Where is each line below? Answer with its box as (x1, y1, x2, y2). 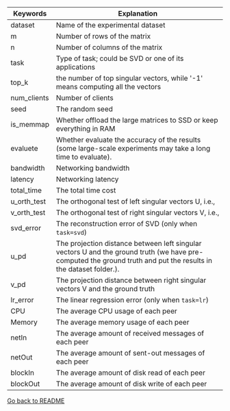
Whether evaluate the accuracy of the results (55, 135, 201, 145)
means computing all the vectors (55, 82, 162, 91)
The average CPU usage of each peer (55, 306, 178, 316)
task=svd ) (55, 227, 88, 237)
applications (55, 62, 96, 71)
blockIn (10, 368, 34, 377)
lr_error (10, 295, 34, 304)
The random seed (55, 104, 113, 114)
